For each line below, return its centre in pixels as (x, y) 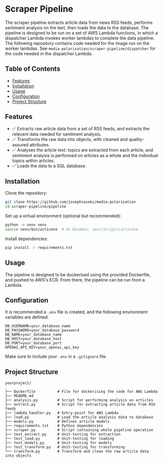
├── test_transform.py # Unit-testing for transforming (65, 447)
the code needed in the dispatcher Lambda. (49, 53)
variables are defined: (27, 317)
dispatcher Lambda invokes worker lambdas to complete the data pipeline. (80, 38)
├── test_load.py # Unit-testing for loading (60, 439)
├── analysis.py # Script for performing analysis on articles (79, 400)
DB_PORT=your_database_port (34, 343)
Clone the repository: (26, 193)
